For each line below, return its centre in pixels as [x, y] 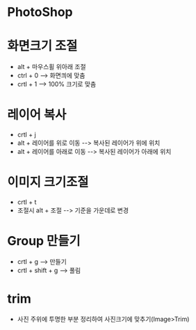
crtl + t [27, 202]
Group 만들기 [44, 241]
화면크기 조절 [42, 46]
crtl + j [26, 135]
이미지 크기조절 [48, 182]
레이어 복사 [37, 115]
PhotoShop [40, 12]
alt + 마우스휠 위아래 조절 [51, 67]
